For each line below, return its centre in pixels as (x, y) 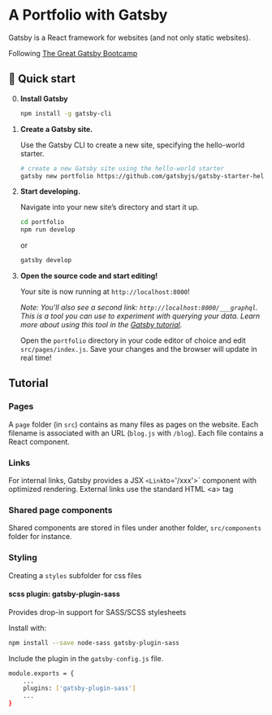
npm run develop (47, 230)
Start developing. (50, 191)
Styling (23, 558)
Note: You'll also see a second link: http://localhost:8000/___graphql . (139, 307)
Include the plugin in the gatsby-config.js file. (86, 658)
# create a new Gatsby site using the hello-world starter (122, 169)
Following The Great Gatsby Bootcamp (73, 53)
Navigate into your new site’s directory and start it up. (110, 207)
